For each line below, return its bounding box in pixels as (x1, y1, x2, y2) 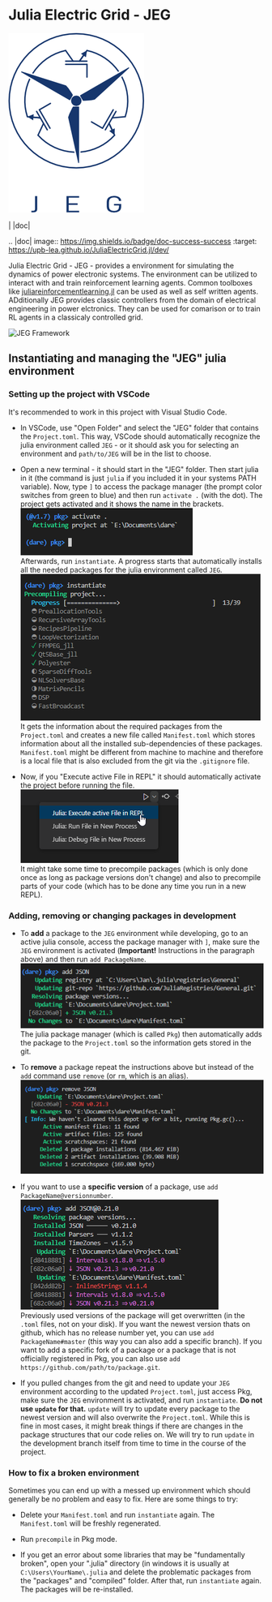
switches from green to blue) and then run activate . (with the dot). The (19, 490, 263, 500)
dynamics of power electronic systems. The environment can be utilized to (8, 269, 257, 279)
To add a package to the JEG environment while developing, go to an (19, 928, 249, 938)
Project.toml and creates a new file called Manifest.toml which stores (19, 730, 256, 740)
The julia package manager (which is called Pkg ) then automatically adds (19, 1029, 262, 1039)
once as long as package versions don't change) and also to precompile (19, 872, 261, 882)
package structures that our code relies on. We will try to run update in (19, 1430, 255, 1440)
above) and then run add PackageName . (19, 954, 147, 964)
